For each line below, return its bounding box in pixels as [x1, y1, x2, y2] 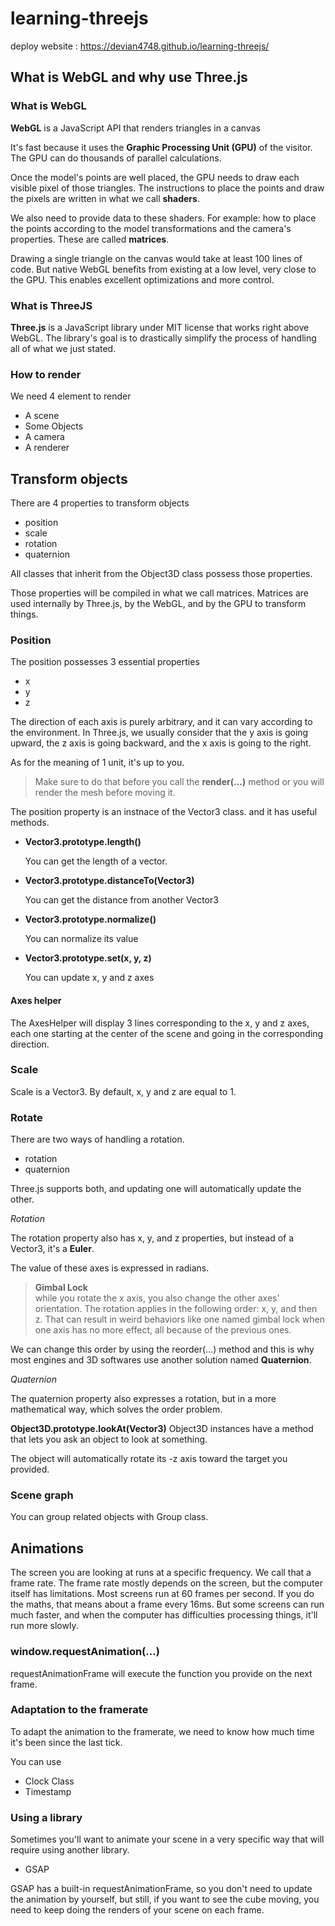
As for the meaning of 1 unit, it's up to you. [10, 757, 185, 769]
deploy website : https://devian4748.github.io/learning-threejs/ [10, 40, 270, 52]
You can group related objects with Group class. [10, 1511, 209, 1523]
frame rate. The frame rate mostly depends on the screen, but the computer [10, 1577, 323, 1589]
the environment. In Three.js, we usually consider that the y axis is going [10, 727, 309, 739]
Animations [10, 1540, 84, 1557]
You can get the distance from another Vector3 [24, 894, 219, 906]
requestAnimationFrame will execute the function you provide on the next [10, 1667, 313, 1679]
